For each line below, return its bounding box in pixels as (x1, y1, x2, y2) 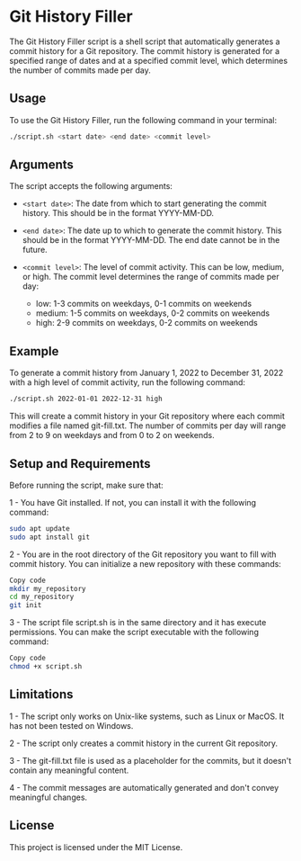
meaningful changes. (9, 792, 88, 803)
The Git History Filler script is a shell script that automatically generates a (9, 36, 280, 47)
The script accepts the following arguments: (9, 181, 173, 192)
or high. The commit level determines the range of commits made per (22, 272, 280, 283)
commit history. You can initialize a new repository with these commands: (9, 558, 281, 569)
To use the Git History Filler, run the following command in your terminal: (9, 114, 278, 125)
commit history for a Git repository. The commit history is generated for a (9, 45, 280, 56)
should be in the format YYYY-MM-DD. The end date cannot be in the (22, 235, 280, 246)
